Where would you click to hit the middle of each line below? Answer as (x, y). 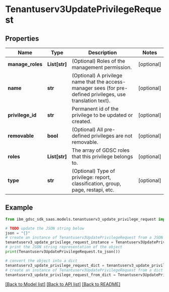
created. (81, 121)
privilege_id (22, 115)
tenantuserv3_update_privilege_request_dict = (55, 265)
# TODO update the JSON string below (45, 228)
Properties (22, 38)
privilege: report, (91, 177)
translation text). (91, 101)
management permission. (102, 67)
